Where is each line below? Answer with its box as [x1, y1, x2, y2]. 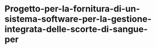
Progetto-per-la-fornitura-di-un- [4, 3, 140, 14]
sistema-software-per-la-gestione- [4, 13, 152, 24]
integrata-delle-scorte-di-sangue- [4, 24, 148, 35]
